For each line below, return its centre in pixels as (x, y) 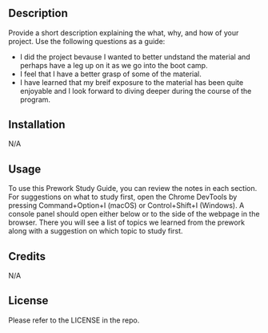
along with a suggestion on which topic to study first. (96, 231)
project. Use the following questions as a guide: (87, 41)
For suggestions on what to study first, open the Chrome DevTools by (123, 197)
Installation (37, 124)
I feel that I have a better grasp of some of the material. (110, 74)
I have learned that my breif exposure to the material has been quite (132, 82)
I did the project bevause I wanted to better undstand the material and (135, 57)
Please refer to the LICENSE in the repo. (74, 320)
